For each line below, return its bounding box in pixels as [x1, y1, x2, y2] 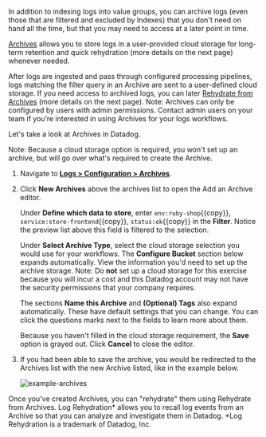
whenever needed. [8, 56, 70, 65]
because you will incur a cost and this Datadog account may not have [19, 274, 248, 284]
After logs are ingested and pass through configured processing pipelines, [8, 72, 252, 81]
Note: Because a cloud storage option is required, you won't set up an [8, 145, 238, 154]
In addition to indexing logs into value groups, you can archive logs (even [8, 7, 248, 16]
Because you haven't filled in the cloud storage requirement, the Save [19, 331, 249, 340]
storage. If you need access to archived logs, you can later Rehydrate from [8, 89, 253, 98]
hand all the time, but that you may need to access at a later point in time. [8, 24, 249, 33]
